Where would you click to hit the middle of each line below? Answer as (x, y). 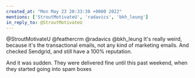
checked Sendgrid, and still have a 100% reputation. (69, 52)
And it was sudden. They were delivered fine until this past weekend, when (97, 63)
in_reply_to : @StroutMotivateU (44, 22)
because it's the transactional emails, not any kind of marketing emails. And (97, 45)
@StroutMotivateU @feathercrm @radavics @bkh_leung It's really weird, (94, 39)
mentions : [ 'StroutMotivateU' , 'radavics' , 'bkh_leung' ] (77, 17)
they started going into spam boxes (49, 69)
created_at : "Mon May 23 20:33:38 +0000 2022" (64, 11)
